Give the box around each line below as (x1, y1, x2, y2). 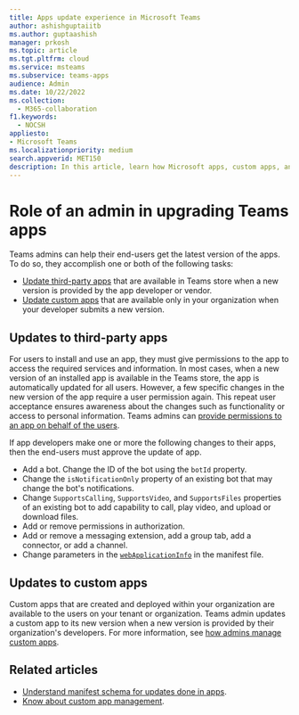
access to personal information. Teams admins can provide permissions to (9, 411, 282, 422)
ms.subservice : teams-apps (9, 71, 109, 80)
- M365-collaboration (17, 104, 98, 113)
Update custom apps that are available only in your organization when (21, 295, 279, 306)
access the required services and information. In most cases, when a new (9, 363, 280, 374)
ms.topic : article (9, 46, 77, 55)
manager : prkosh (9, 37, 69, 47)
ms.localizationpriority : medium (9, 145, 133, 154)
